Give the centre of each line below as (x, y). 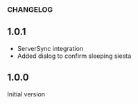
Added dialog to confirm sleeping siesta (74, 56)
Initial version (26, 94)
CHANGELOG (30, 10)
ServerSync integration (50, 48)
